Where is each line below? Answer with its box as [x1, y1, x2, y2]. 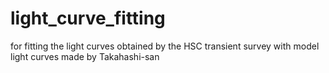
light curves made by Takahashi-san [10, 50, 160, 62]
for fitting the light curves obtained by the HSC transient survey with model [10, 40, 320, 52]
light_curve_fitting [10, 7, 166, 30]
